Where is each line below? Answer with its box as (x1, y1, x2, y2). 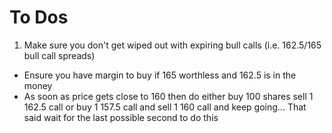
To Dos (9, 6, 69, 29)
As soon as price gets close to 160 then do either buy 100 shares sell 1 (23, 90, 314, 102)
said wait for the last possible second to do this (23, 111, 219, 123)
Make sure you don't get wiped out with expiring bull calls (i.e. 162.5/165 (23, 39, 322, 51)
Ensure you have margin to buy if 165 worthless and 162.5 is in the (23, 69, 297, 81)
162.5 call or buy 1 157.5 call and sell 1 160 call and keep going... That (23, 101, 307, 113)
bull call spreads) (23, 49, 96, 61)
